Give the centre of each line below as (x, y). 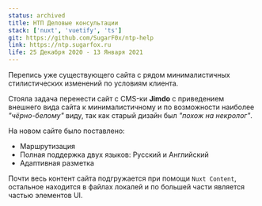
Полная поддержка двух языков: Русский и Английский (114, 154)
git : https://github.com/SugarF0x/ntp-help (81, 38)
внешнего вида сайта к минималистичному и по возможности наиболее (131, 107)
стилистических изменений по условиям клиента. (93, 83)
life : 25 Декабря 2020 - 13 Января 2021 (76, 52)
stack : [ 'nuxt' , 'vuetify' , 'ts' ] (65, 30)
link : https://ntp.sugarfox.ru (60, 45)
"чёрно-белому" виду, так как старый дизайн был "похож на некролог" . (131, 115)
